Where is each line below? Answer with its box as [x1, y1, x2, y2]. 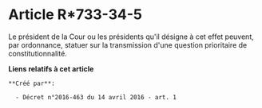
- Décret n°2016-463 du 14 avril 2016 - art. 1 [15, 93, 177, 101]
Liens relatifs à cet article [8, 64, 94, 73]
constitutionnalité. [8, 48, 68, 58]
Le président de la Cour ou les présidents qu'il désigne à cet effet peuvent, [8, 32, 254, 41]
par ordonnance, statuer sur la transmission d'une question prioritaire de [8, 40, 248, 49]
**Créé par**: [8, 79, 56, 87]
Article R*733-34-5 [8, 6, 142, 24]
